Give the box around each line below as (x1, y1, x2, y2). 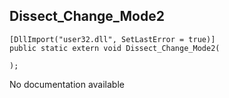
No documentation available (9, 78, 125, 90)
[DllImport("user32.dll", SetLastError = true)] (9, 34, 216, 44)
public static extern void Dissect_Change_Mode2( (9, 43, 221, 53)
